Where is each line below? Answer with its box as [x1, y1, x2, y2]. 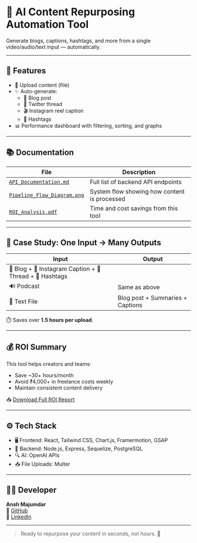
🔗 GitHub [6, 507, 28, 514]
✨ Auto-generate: [14, 87, 57, 94]
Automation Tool [6, 18, 89, 31]
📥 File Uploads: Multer [14, 460, 70, 467]
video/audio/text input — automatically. [6, 43, 101, 50]
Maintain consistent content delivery [14, 384, 103, 392]
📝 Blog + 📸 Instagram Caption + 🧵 [9, 265, 101, 273]
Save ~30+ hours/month [14, 372, 74, 379]
